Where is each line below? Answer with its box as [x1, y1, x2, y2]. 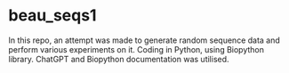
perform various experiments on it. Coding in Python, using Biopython [8, 44, 264, 54]
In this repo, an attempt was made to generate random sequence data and [8, 35, 281, 45]
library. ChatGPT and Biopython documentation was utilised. [8, 53, 229, 64]
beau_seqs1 [8, 5, 97, 26]
